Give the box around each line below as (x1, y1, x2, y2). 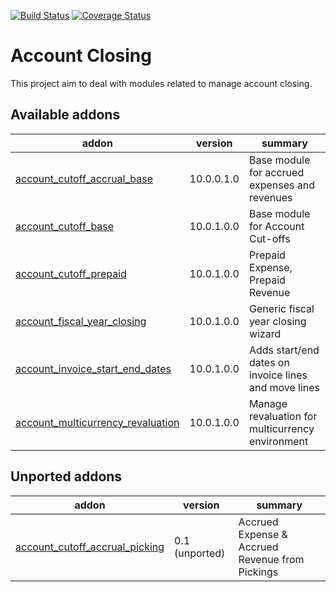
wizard (248, 326, 282, 340)
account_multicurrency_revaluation (15, 415, 180, 429)
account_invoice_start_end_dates (15, 361, 172, 375)
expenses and (248, 178, 315, 192)
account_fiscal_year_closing (15, 314, 147, 328)
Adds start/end (248, 343, 320, 357)
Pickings (238, 565, 279, 579)
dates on (248, 355, 290, 369)
